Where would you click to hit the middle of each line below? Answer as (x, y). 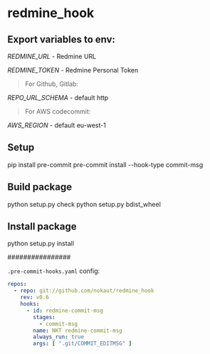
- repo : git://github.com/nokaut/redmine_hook (84, 291)
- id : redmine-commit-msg (64, 311)
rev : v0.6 (35, 297)
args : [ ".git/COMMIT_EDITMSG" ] (83, 344)
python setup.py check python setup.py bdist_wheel (84, 204)
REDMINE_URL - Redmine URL (52, 56)
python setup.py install (41, 244)
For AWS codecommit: (58, 111)
